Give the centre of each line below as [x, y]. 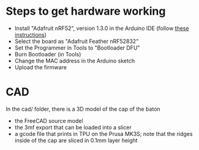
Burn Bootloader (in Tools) [48, 54]
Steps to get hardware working [86, 11]
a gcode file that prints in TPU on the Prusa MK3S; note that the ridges [103, 133]
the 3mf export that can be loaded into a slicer [73, 127]
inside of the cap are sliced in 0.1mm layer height [76, 140]
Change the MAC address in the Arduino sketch [75, 61]
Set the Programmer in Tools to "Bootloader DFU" [77, 48]
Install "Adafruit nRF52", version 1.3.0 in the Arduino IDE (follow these [102, 28]
